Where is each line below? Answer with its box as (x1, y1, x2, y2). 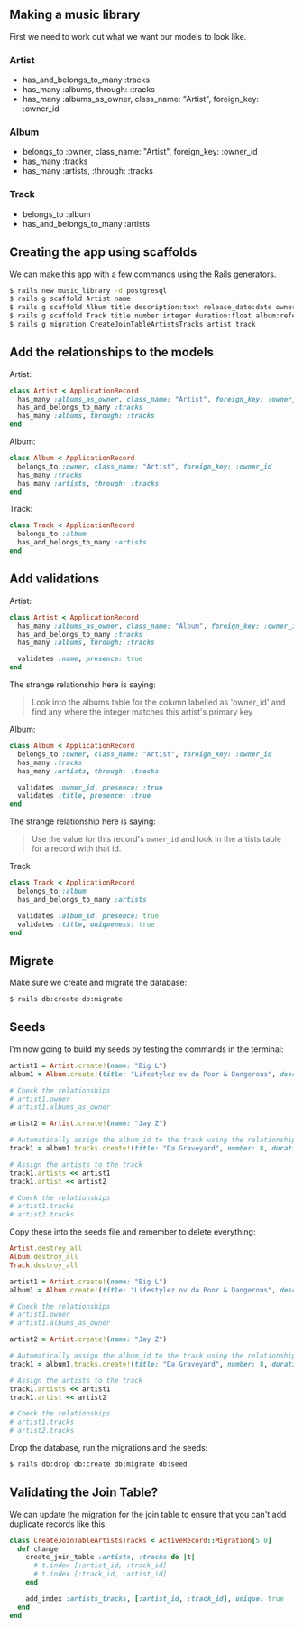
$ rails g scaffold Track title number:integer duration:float (9, 311, 252, 320)
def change (17, 1544, 59, 1554)
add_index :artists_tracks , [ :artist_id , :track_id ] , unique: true (25, 1594, 284, 1604)
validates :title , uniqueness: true (17, 920, 155, 929)
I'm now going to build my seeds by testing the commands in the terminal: (9, 1044, 284, 1055)
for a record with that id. (31, 843, 122, 854)
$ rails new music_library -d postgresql (9, 286, 168, 295)
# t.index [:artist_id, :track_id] (32, 1561, 168, 1570)
